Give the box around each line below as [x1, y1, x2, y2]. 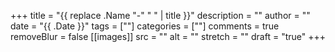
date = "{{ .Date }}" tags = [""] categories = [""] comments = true [10, 20, 280, 32]
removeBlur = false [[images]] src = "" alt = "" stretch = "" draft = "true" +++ [10, 31, 326, 42]
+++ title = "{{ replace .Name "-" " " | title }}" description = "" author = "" [10, 10, 311, 21]
